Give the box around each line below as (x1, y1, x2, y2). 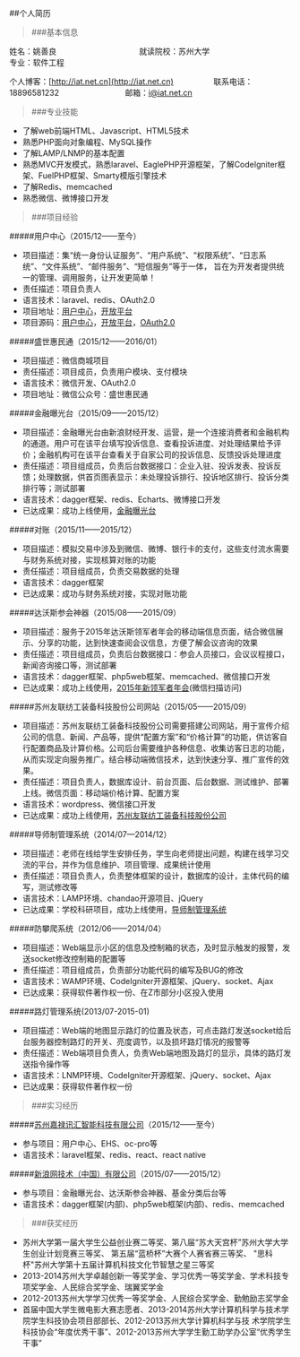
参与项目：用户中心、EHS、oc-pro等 (21, 1138, 159, 1149)
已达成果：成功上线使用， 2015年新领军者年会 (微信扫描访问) (21, 682, 243, 693)
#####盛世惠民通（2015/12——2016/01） (9, 336, 163, 347)
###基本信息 (30, 27, 79, 38)
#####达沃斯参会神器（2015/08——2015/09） (9, 608, 182, 618)
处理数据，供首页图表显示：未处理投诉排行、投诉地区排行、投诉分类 (38, 471, 289, 482)
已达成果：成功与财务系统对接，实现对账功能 (21, 588, 188, 599)
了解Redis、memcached (21, 182, 113, 192)
